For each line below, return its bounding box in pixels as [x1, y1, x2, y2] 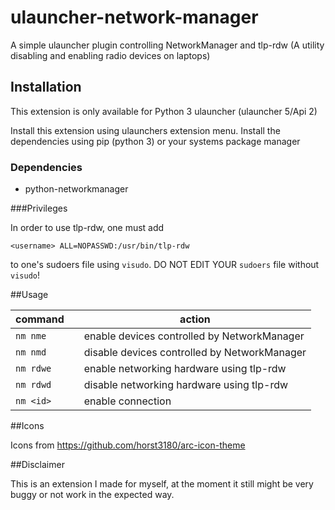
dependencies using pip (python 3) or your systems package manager [10, 135, 301, 147]
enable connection [83, 394, 172, 408]
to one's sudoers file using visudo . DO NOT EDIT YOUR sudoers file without [10, 259, 320, 271]
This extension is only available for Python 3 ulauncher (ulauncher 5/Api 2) [10, 105, 318, 117]
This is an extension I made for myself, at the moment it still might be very [10, 478, 314, 490]
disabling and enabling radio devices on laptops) [10, 49, 211, 61]
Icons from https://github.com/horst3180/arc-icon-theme [10, 439, 246, 451]
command [15, 312, 65, 326]
